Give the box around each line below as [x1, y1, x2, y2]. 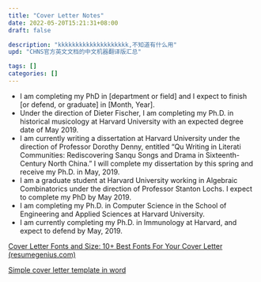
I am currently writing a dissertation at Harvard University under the [19, 133, 240, 143]
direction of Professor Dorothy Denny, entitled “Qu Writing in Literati [19, 142, 241, 151]
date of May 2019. [19, 124, 79, 135]
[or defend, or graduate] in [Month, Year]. [19, 100, 156, 109]
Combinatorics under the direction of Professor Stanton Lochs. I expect [19, 184, 253, 193]
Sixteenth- [205, 150, 240, 159]
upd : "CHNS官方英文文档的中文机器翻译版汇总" [8, 48, 142, 56]
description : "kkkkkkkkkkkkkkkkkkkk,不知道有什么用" [8, 40, 177, 48]
